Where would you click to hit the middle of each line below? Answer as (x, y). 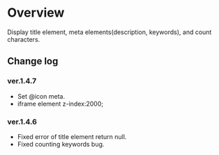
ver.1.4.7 (22, 81)
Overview (36, 13)
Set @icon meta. (41, 96)
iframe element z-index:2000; (60, 104)
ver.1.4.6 (22, 122)
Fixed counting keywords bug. (61, 144)
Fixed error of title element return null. (72, 136)
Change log (33, 62)
